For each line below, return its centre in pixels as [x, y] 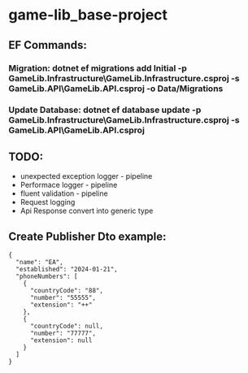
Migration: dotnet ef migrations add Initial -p [98, 68]
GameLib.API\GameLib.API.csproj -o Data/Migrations [116, 89]
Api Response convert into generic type [87, 211]
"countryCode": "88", [67, 291]
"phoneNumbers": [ [47, 277]
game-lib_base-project [88, 15]
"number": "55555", [63, 298]
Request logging [48, 202]
